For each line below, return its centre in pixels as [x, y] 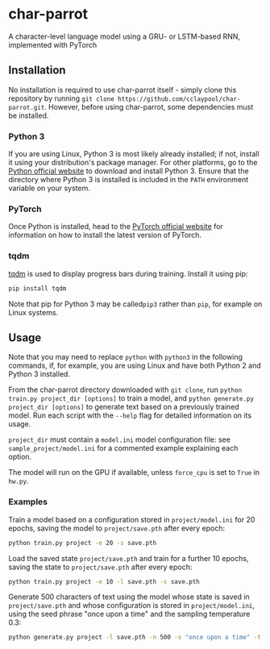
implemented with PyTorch [53, 44]
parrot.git [27, 107]
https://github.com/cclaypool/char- [179, 99]
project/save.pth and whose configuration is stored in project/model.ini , [132, 605]
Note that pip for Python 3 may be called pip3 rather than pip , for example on [135, 304]
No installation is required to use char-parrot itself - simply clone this [123, 89]
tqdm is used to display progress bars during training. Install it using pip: [128, 273]
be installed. [29, 115]
